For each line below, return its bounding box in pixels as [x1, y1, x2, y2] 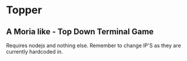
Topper [6, 3, 42, 17]
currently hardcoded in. [6, 48, 64, 55]
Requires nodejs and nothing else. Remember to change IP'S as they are [6, 42, 181, 49]
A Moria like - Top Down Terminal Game [6, 27, 154, 37]
